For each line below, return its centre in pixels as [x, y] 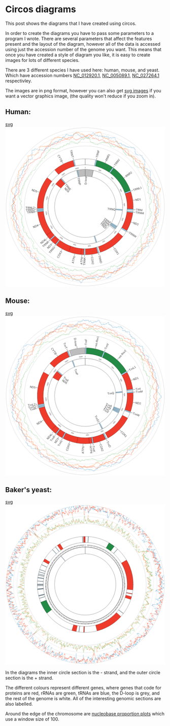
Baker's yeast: [29, 490]
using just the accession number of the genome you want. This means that [83, 49]
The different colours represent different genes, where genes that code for [83, 688]
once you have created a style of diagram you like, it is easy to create [78, 55]
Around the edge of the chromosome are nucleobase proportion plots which [85, 714]
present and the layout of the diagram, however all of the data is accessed [83, 44]
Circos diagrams [41, 9]
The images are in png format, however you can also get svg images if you [83, 90]
